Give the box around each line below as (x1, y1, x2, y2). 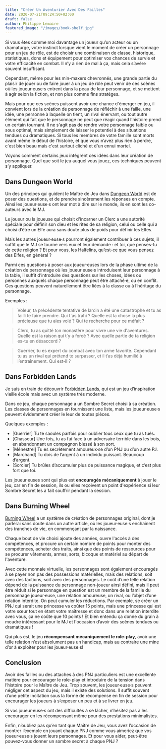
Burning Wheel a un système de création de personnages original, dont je (5, 515, 156, 521)
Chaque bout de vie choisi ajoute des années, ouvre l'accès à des (5, 535, 140, 541)
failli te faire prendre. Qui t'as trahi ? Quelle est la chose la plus (17, 312, 145, 318)
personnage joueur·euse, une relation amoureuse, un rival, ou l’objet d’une (5, 592, 157, 598)
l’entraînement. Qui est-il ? (17, 358, 71, 364)
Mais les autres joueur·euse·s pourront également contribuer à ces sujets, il (5, 236, 159, 242)
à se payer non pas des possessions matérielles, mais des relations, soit (5, 571, 153, 577)
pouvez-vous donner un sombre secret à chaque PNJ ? (5, 738, 118, 745)
